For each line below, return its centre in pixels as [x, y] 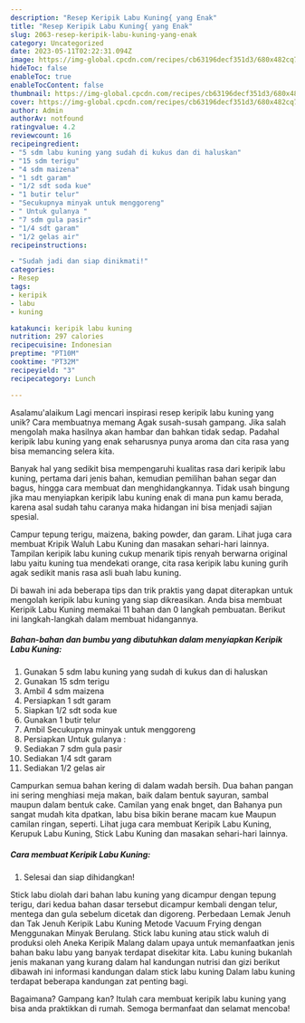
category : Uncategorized [57, 43]
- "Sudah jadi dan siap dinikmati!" [79, 262]
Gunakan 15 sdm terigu [66, 682]
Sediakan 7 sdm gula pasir [73, 749]
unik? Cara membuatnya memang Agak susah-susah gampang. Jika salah [148, 422]
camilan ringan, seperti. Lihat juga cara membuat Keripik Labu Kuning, [141, 824]
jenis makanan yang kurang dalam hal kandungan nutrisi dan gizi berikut [145, 962]
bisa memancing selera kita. [62, 451]
